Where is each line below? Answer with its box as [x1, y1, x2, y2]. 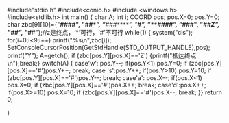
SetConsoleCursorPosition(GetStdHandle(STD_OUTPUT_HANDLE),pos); [7, 44, 210, 51]
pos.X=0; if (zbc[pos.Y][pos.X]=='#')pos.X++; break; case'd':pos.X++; [7, 81, 207, 89]
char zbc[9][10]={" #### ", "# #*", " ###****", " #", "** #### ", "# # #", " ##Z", [7, 20, 220, 28]
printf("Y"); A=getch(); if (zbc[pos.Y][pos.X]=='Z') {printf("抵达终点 [7, 51, 197, 59]
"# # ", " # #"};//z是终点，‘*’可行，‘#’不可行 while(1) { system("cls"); [7, 29, 193, 36]
